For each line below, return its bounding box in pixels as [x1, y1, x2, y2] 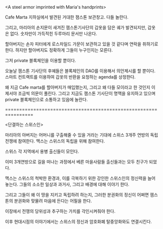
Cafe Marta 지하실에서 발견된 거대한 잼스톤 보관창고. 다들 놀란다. [5, 14, 129, 20]
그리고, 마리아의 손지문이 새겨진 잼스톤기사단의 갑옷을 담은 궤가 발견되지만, [5, 24, 147, 30]
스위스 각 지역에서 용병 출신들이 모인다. [5, 148, 79, 154]
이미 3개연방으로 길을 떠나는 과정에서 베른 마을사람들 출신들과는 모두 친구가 [5, 159, 148, 165]
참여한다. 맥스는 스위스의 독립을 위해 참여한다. [18, 138, 105, 144]
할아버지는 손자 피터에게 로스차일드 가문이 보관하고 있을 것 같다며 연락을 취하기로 [5, 41, 159, 47]
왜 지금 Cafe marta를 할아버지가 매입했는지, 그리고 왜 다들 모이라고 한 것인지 [5, 84, 151, 90]
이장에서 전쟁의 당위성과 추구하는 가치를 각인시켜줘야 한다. [5, 208, 116, 214]
